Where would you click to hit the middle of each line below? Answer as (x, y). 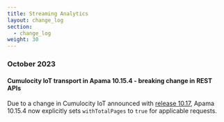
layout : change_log (35, 20)
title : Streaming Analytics (48, 14)
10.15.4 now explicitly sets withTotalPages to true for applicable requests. (112, 111)
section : (20, 26)
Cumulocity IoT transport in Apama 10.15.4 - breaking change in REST (110, 80)
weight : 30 (23, 40)
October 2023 (31, 64)
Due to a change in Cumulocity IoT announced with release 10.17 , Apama (111, 104)
